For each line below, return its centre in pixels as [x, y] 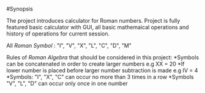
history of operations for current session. [58, 34]
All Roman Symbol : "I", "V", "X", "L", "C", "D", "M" [69, 46]
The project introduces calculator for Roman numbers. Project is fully [93, 20]
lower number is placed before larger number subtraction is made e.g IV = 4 [102, 70]
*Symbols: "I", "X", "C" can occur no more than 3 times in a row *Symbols [100, 77]
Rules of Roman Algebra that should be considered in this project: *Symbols [103, 57]
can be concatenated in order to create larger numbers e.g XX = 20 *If [95, 64]
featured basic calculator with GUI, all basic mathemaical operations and [98, 27]
